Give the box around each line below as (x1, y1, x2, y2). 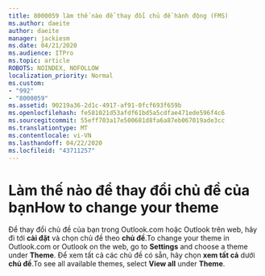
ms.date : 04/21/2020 (8, 42, 78, 50)
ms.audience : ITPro (8, 49, 74, 57)
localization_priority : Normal (8, 72, 114, 80)
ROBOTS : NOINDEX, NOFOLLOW (8, 64, 99, 72)
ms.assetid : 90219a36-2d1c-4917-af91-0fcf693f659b (8, 101, 182, 109)
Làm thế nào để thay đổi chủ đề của (8, 181, 250, 200)
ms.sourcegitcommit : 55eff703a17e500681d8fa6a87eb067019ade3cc (8, 117, 226, 125)
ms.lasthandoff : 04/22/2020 (8, 138, 103, 147)
